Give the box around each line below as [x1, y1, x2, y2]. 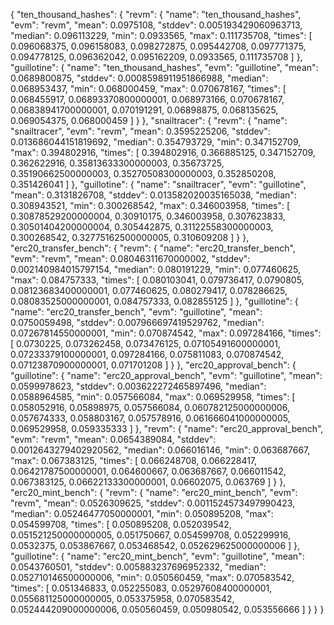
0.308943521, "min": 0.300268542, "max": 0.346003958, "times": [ [10, 200, 291, 211]
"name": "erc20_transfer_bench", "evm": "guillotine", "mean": [10, 306, 263, 318]
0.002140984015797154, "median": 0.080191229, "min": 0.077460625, [10, 264, 301, 275]
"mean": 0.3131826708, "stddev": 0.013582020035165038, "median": [10, 189, 297, 201]
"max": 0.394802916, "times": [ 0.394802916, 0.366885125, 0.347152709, [10, 147, 316, 158]
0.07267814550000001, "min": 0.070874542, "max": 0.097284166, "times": [10, 327, 322, 339]
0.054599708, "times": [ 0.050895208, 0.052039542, [10, 519, 232, 530]
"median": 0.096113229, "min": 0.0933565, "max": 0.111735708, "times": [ [10, 30, 313, 41]
